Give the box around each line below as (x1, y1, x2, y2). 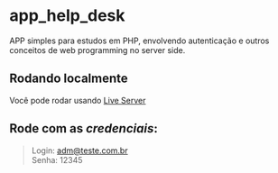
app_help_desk (9, 5, 125, 26)
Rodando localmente (9, 71, 128, 86)
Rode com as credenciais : (9, 121, 158, 136)
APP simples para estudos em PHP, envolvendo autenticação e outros (9, 35, 270, 46)
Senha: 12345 (31, 154, 83, 165)
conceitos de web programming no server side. (9, 44, 186, 55)
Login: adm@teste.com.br (31, 145, 128, 156)
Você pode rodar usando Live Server (9, 95, 146, 105)
